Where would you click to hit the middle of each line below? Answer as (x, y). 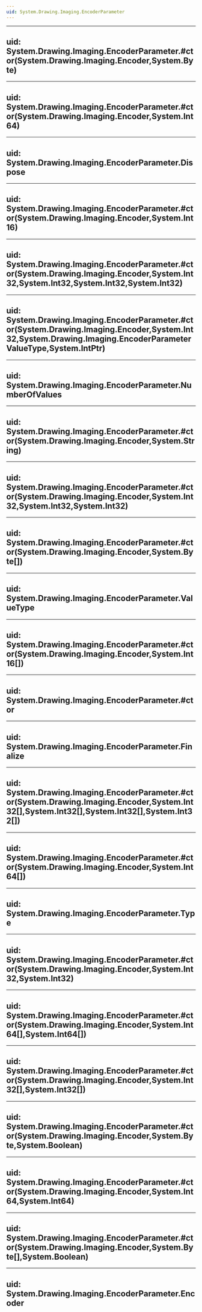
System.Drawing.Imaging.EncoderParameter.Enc (101, 1294)
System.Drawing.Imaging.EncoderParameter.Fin (99, 747)
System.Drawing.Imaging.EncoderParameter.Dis (100, 162)
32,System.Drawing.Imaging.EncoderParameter (99, 339)
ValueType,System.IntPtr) (56, 348)
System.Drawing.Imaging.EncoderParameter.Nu (99, 385)
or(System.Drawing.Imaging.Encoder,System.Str (101, 441)
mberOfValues (34, 394)
